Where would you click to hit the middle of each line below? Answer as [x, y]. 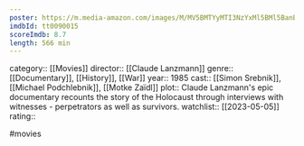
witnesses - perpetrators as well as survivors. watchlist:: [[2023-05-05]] [145, 107]
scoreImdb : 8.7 [38, 34]
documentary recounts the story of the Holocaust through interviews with [147, 97]
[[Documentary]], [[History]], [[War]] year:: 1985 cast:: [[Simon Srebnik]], [146, 78]
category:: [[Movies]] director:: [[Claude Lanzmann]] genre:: [121, 68]
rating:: [23, 116]
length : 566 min [40, 43]
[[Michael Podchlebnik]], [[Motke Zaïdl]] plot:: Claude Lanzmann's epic [142, 87]
